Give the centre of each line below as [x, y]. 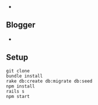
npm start [18, 96]
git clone [18, 71]
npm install [20, 86]
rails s [15, 91]
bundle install [24, 76]
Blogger [21, 25]
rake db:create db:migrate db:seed [49, 81]
